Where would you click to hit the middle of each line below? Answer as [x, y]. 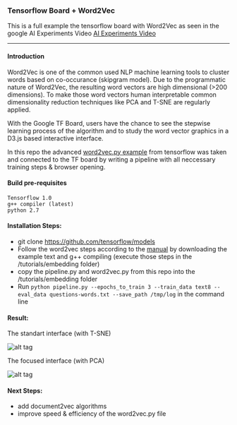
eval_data [32, 294]
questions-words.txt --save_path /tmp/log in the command [136, 294]
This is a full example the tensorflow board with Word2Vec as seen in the [114, 26]
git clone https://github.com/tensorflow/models [86, 241]
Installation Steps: [35, 226]
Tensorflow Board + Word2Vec [61, 11]
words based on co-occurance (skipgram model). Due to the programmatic [116, 79]
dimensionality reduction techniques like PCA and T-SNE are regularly [109, 102]
